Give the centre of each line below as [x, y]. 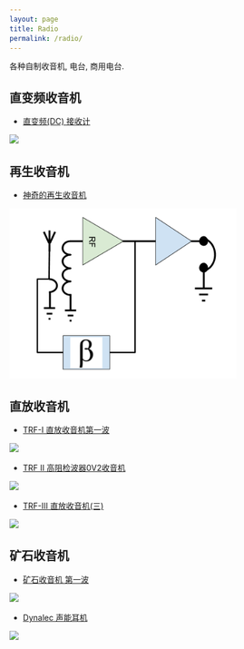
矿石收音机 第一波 [55, 579]
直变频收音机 [45, 98]
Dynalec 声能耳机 [55, 617]
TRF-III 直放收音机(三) [63, 506]
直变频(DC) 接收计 [56, 122]
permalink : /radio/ [46, 38]
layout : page [34, 19]
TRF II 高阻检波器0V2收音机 [74, 468]
